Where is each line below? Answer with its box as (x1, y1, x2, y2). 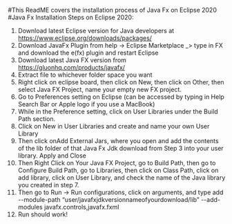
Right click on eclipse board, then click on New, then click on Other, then (17, 78, 224, 86)
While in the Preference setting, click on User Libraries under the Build (17, 107, 218, 115)
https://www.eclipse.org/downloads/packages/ (17, 34, 153, 42)
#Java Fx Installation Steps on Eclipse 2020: (8, 13, 134, 21)
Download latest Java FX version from (17, 56, 127, 64)
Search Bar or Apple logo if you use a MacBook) (17, 100, 155, 108)
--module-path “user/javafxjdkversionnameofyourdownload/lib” (17, 196, 200, 203)
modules (17, 203, 43, 211)
